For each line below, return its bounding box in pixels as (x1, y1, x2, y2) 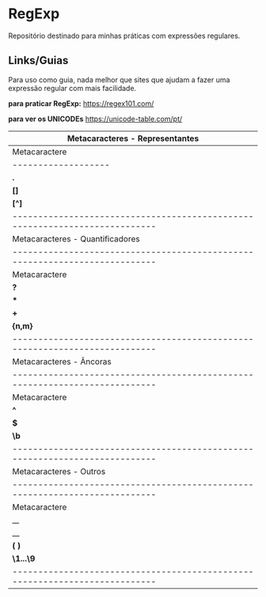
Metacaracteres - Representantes (66, 132, 199, 143)
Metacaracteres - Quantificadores (12, 233, 140, 244)
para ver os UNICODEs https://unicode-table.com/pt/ (8, 114, 183, 124)
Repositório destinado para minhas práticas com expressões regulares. (8, 31, 241, 40)
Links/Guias (8, 54, 69, 67)
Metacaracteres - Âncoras (12, 356, 112, 367)
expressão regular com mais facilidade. (8, 83, 137, 93)
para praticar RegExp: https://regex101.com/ (8, 98, 154, 108)
